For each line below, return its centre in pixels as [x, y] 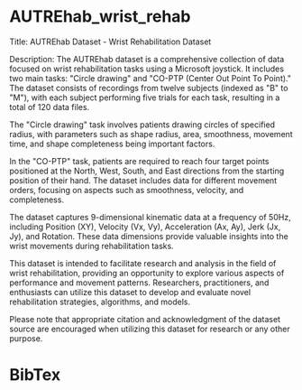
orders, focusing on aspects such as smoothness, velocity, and [127, 190]
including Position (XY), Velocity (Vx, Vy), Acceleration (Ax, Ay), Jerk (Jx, [145, 227]
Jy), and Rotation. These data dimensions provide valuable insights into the [149, 236]
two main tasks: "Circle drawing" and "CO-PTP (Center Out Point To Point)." [150, 78]
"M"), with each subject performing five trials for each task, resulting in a [145, 97]
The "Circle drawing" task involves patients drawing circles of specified [142, 125]
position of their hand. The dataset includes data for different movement [143, 180]
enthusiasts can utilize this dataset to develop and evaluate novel [130, 292]
